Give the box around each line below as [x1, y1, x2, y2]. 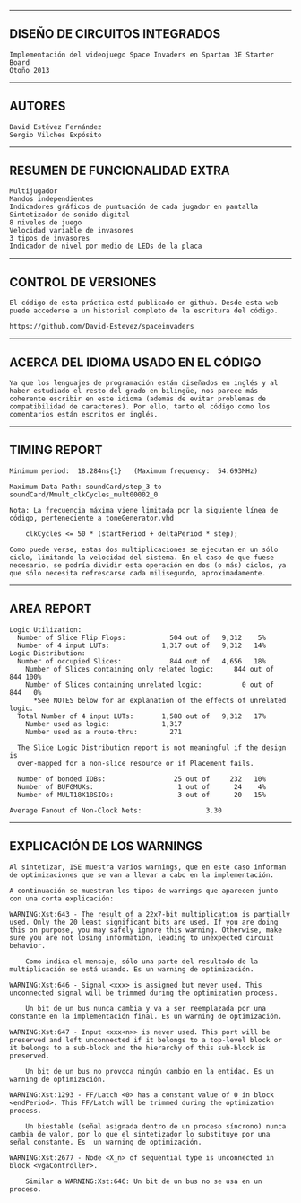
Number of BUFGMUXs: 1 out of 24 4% [17, 782, 267, 791]
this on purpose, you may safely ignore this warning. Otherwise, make [9, 926, 282, 935]
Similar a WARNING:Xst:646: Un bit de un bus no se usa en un [25, 1177, 262, 1186]
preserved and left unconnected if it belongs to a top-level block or [9, 1035, 282, 1044]
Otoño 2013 [9, 66, 50, 75]
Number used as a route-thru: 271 [25, 727, 182, 736]
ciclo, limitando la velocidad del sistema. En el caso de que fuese [9, 553, 275, 562]
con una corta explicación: [9, 894, 115, 903]
